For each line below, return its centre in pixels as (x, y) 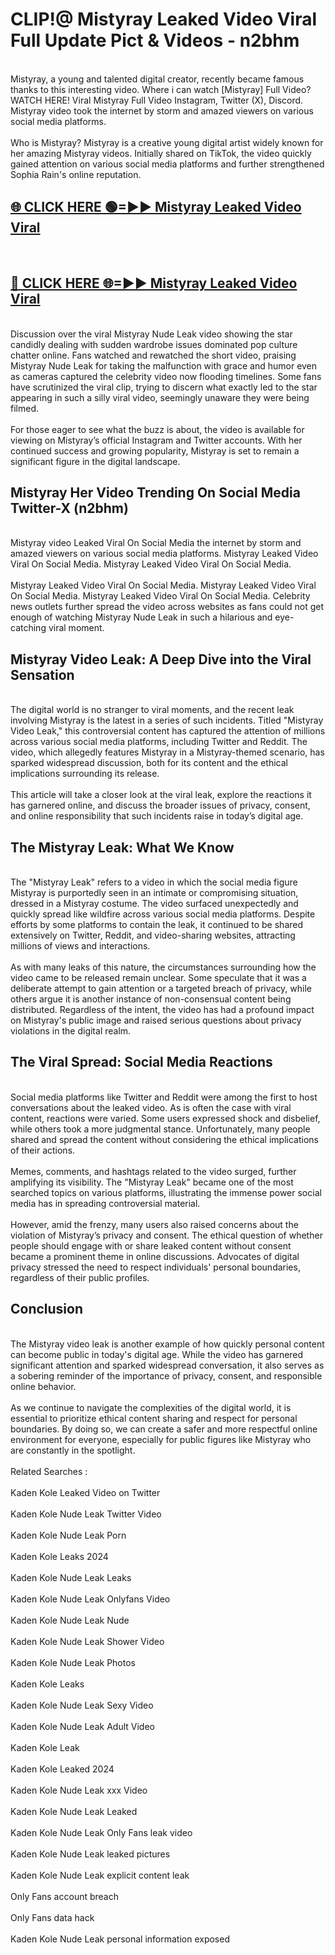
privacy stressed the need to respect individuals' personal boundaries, (155, 1267)
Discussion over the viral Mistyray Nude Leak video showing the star (151, 334)
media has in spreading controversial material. (105, 1203)
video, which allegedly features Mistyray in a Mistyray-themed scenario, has (167, 752)
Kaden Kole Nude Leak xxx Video (79, 1790)
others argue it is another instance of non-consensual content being (151, 999)
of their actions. (43, 1150)
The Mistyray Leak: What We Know (122, 847)
